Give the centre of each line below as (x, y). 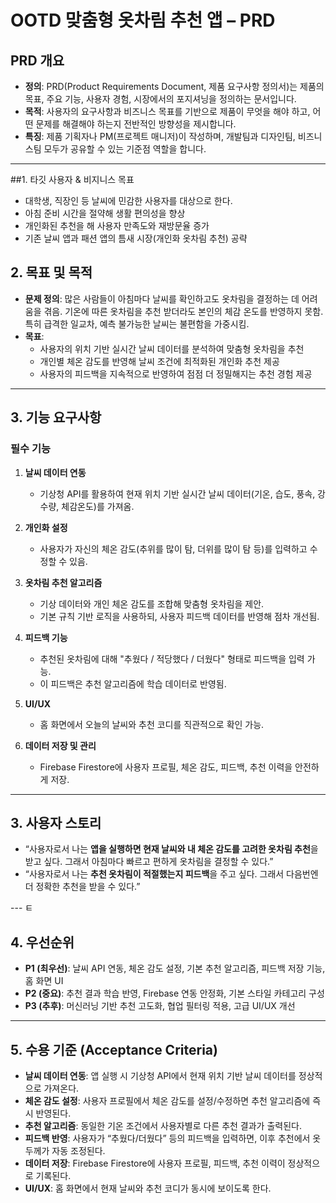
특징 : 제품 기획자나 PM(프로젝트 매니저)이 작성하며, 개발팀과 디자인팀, (160, 136)
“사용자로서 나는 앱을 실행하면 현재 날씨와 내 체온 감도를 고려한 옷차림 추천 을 (171, 849)
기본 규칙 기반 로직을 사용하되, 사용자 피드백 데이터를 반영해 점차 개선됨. (179, 616)
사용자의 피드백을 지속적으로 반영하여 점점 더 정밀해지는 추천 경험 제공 (176, 373)
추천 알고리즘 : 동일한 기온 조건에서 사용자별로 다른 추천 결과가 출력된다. (163, 1125)
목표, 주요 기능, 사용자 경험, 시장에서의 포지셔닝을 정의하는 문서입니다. (160, 99)
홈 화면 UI (44, 981)
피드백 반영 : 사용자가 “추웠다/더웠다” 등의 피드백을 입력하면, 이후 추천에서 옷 (173, 1138)
